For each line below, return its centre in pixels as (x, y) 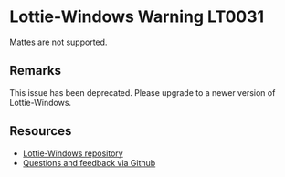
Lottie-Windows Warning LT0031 (137, 17)
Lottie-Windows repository (73, 153)
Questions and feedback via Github (89, 162)
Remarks (36, 71)
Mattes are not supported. (58, 42)
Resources (41, 131)
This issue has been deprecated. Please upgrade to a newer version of (142, 92)
